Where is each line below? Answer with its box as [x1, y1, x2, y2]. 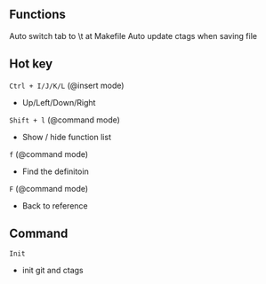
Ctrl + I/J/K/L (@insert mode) [9, 80, 125, 91]
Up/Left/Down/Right [21, 97, 96, 107]
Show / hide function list [21, 131, 111, 142]
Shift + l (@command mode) [9, 114, 120, 125]
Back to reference [21, 200, 88, 211]
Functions [9, 7, 67, 22]
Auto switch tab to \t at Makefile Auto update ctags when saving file [9, 30, 258, 41]
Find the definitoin [21, 166, 89, 177]
